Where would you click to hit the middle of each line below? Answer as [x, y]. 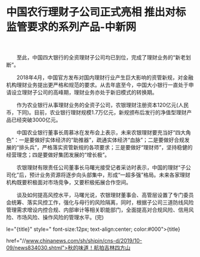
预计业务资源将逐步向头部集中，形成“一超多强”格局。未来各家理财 [110, 175]
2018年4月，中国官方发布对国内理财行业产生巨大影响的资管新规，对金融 [105, 77]
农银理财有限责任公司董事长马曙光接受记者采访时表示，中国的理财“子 [101, 167]
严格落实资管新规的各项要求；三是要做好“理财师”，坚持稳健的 [117, 147]
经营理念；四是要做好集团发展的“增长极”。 [58, 155]
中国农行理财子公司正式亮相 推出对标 [96, 12]
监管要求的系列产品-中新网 [71, 27]
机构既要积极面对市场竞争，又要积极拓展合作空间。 [69, 182]
